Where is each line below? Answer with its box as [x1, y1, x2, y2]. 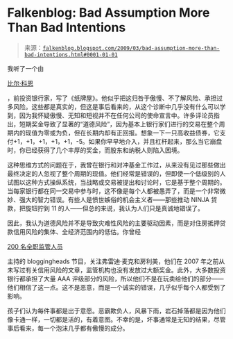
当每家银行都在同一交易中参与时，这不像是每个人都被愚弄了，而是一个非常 [7, 186, 220, 195]
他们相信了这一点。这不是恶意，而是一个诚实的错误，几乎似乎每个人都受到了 [7, 283, 226, 291]
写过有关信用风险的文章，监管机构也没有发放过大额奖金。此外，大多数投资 [12, 265, 226, 274]
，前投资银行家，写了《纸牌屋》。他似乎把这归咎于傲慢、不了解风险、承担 [7, 94, 217, 102]
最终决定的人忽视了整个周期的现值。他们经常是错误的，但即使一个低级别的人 [7, 169, 226, 178]
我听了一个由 [7, 64, 44, 72]
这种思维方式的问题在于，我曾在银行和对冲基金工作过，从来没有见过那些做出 [7, 160, 226, 169]
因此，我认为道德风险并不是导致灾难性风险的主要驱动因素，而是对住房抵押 [7, 219, 220, 227]
